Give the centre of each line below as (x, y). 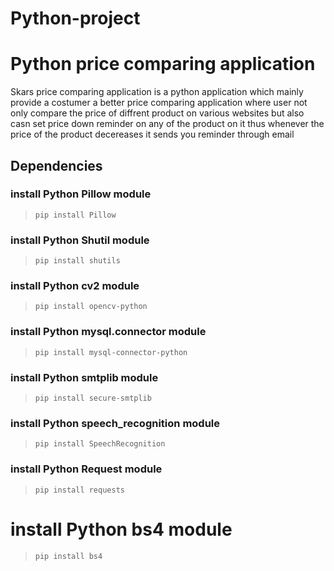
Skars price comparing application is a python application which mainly (157, 92)
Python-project (75, 18)
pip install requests (79, 490)
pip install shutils (77, 261)
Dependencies (56, 165)
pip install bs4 (68, 556)
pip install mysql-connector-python (111, 352)
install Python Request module (86, 469)
